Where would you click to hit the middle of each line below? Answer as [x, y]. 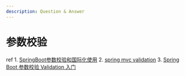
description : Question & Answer [45, 11]
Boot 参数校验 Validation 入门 [41, 67]
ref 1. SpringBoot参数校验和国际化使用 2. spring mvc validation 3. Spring [93, 60]
